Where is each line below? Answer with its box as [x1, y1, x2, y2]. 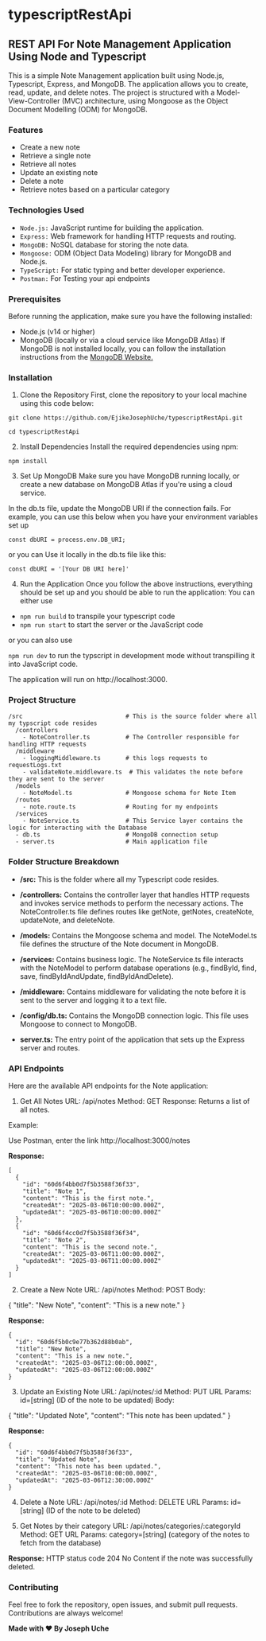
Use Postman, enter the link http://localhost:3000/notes [8, 1136, 191, 1145]
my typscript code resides [8, 719, 98, 727]
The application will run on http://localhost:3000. [8, 675, 168, 684]
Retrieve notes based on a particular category [19, 185, 171, 194]
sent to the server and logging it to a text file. [19, 995, 168, 1004]
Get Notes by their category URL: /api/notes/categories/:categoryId [19, 1522, 241, 1531]
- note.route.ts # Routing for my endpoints [22, 803, 218, 811]
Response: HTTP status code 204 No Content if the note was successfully [8, 1553, 253, 1563]
